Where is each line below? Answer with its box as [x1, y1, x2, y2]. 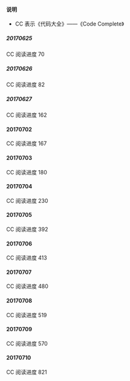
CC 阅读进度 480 [6, 283, 48, 290]
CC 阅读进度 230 [6, 197, 48, 204]
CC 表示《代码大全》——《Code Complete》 [15, 20, 125, 27]
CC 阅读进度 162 [6, 111, 47, 118]
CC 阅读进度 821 [6, 368, 47, 376]
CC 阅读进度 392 [6, 225, 48, 233]
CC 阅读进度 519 [6, 311, 47, 318]
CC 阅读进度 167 [6, 140, 47, 147]
